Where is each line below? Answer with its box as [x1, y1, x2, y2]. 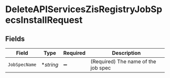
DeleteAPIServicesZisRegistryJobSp [5, 4, 162, 15]
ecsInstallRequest [5, 14, 83, 26]
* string [41, 61, 59, 68]
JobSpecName [8, 62, 37, 67]
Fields [5, 34, 25, 43]
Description [112, 50, 141, 56]
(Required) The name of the [90, 58, 156, 65]
